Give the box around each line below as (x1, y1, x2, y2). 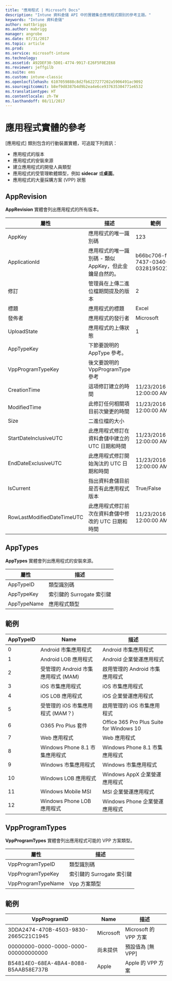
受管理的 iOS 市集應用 (40, 702, 93, 709)
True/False (135, 485, 161, 492)
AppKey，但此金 (88, 263, 128, 270)
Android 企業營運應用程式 (102, 655, 164, 663)
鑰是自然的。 (88, 271, 119, 277)
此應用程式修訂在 (88, 427, 130, 434)
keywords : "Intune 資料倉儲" (5, 17, 64, 22)
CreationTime (8, 386, 40, 394)
